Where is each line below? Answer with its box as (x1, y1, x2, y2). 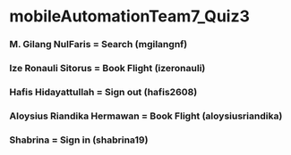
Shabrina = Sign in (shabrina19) (9, 134, 149, 146)
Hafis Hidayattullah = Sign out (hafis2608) (9, 86, 198, 98)
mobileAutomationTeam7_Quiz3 (9, 6, 251, 27)
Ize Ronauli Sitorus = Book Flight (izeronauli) (9, 62, 206, 75)
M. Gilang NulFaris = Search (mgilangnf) (9, 38, 188, 51)
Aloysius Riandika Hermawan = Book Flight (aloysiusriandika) (9, 110, 283, 122)
